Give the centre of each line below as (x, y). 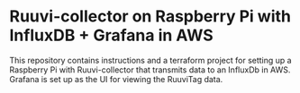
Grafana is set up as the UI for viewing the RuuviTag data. (116, 79)
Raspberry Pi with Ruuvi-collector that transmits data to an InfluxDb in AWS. (150, 70)
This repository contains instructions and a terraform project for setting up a (150, 60)
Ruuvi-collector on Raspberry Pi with (150, 17)
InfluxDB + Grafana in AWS (111, 35)
